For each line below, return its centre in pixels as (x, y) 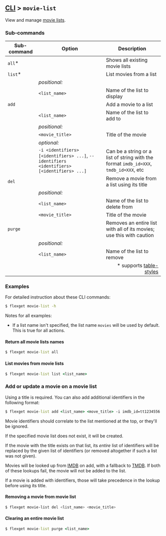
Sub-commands (25, 33)
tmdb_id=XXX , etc (125, 170)
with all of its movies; (130, 229)
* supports (130, 266)
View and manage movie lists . (35, 20)
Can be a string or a (129, 152)
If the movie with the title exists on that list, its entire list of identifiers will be (82, 445)
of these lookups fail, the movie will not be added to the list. (66, 470)
